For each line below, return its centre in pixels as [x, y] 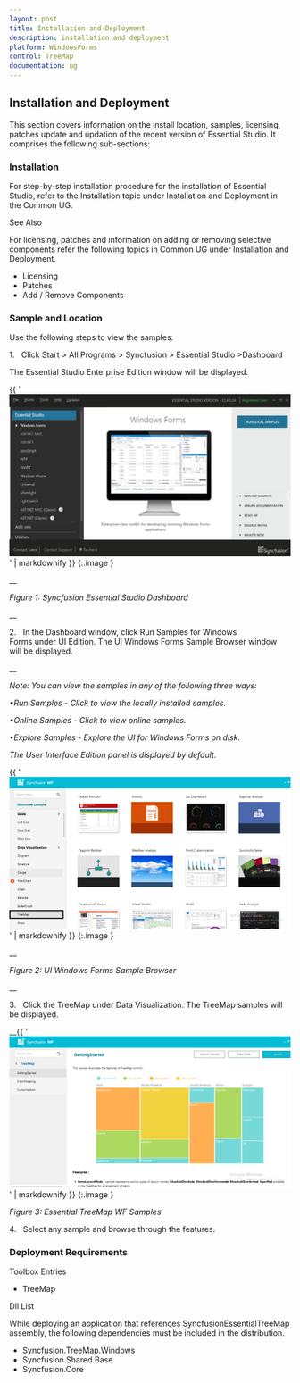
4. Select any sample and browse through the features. [112, 1229]
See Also [26, 222]
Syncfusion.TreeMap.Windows [79, 1350]
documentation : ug [43, 66]
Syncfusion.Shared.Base [67, 1360]
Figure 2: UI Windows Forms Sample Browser [93, 970]
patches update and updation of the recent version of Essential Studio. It [143, 134]
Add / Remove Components [73, 296]
